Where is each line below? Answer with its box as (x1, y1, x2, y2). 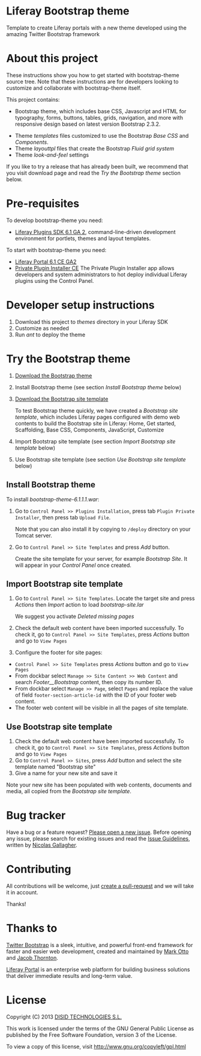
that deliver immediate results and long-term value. (6, 972, 133, 979)
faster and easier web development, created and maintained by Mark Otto (6, 948, 189, 955)
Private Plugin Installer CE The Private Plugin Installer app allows (14, 264, 175, 271)
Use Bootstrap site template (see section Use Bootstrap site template (14, 455, 186, 463)
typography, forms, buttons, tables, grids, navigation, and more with (14, 114, 183, 121)
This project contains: (6, 96, 60, 103)
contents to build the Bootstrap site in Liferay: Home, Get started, (14, 419, 176, 427)
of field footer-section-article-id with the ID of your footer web (14, 691, 177, 699)
